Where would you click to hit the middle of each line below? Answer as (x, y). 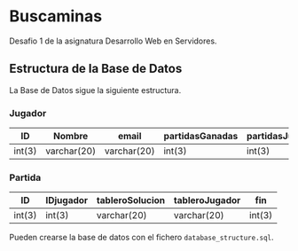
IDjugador (67, 200)
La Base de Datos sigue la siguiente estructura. (95, 90)
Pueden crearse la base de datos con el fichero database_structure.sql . (141, 238)
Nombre (71, 137)
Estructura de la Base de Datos (96, 69)
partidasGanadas (201, 137)
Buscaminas (56, 16)
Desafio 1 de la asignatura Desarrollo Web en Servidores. (113, 41)
